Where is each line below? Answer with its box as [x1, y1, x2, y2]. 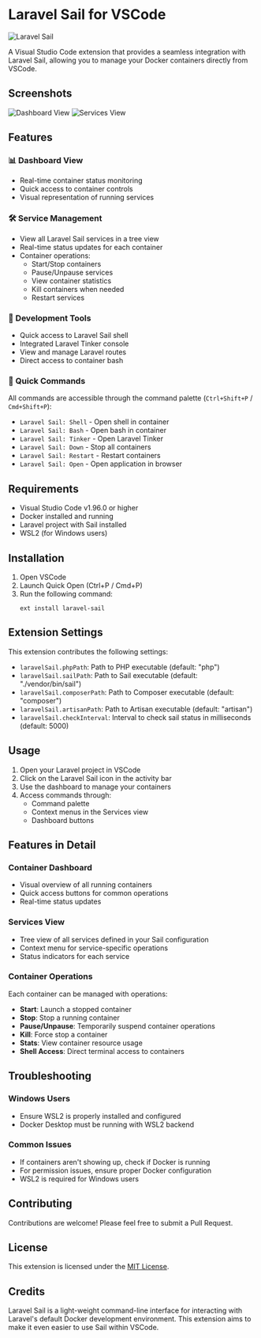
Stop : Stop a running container [19, 1013, 121, 1022]
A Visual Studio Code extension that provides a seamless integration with [8, 47, 246, 56]
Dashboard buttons [31, 815, 95, 824]
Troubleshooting [8, 1070, 92, 1083]
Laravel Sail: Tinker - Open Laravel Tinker [19, 434, 164, 444]
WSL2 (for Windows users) [19, 529, 108, 538]
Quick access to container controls [19, 184, 133, 194]
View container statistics [31, 275, 112, 286]
